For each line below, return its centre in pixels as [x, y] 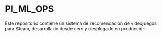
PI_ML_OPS [30, 9]
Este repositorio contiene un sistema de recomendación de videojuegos [81, 23]
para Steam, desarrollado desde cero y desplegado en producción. [76, 28]
